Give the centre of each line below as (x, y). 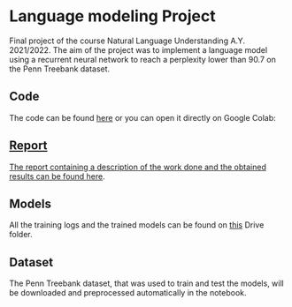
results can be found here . (58, 176)
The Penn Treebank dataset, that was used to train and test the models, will (147, 283)
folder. (21, 235)
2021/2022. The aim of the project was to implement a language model (138, 49)
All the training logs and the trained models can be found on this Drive (137, 225)
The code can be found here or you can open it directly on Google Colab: (142, 117)
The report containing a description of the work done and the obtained (138, 167)
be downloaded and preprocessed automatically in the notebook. (128, 293)
